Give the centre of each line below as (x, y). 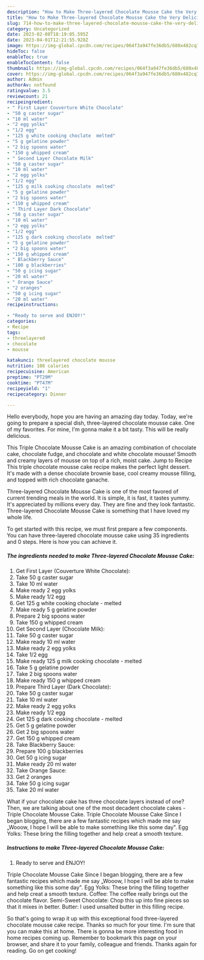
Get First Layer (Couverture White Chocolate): (73, 571)
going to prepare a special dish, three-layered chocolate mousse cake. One (101, 423)
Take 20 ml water (37, 790)
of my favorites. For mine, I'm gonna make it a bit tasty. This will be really (98, 429)
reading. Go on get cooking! (42, 951)
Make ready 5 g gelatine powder (56, 610)
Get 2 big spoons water (45, 732)
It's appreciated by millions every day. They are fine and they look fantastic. (101, 505)
